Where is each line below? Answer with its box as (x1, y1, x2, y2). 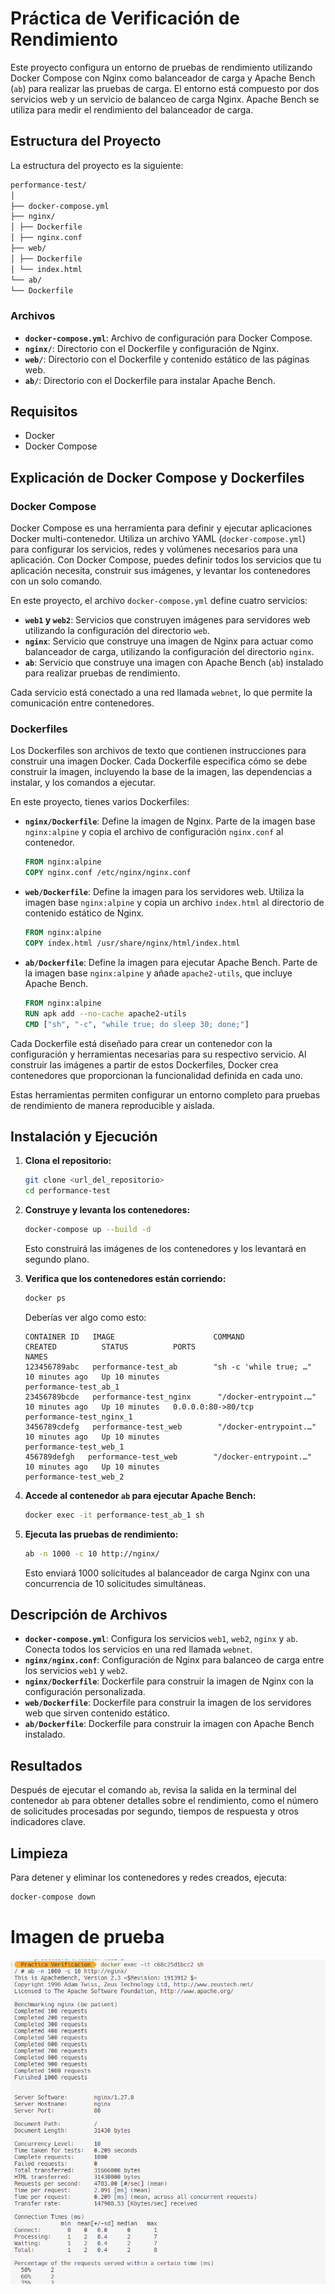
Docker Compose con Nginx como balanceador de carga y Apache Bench (10, 72, 316, 84)
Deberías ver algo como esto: (24, 1311, 147, 1323)
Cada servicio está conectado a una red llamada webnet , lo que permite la (10, 687, 313, 699)
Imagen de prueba (10, 1926, 165, 1949)
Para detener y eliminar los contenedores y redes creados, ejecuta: (10, 1872, 288, 1884)
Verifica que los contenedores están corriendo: (24, 1273, 227, 1285)
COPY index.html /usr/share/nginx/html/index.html (24, 938, 241, 949)
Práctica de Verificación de (10, 7, 240, 30)
